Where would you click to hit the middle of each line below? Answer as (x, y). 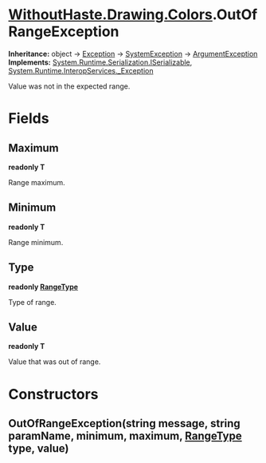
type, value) (39, 448)
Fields (29, 119)
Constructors (53, 394)
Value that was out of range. (55, 362)
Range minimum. (36, 242)
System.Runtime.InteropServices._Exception (81, 70)
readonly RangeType (43, 287)
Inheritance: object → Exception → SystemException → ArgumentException (133, 53)
